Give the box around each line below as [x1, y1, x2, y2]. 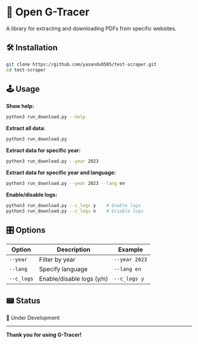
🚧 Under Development [6, 314, 60, 322]
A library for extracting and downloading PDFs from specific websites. [6, 25, 177, 32]
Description [57, 245, 91, 254]
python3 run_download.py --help [6, 114, 85, 120]
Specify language [39, 265, 88, 274]
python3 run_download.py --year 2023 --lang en [6, 180, 126, 186]
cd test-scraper [6, 67, 46, 73]
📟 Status [6, 296, 41, 306]
